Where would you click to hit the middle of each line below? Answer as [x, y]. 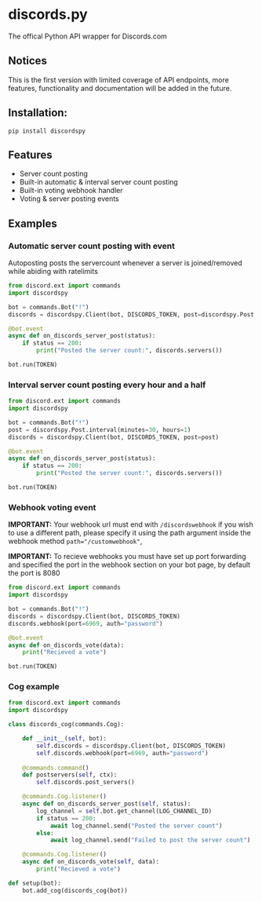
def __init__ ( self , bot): [65, 739]
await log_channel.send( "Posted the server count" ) [136, 826]
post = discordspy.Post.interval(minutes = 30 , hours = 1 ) [100, 429]
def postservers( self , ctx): [70, 775]
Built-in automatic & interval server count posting [98, 182]
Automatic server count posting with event [91, 246]
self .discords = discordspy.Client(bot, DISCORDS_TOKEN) [131, 746]
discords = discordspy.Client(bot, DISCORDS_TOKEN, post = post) [114, 437]
